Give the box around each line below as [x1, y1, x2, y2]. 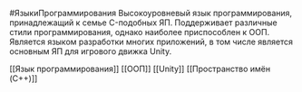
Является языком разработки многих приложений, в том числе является [9, 36, 293, 47]
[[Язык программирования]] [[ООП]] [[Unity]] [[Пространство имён [9, 63, 270, 74]
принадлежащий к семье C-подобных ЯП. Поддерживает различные [9, 17, 278, 28]
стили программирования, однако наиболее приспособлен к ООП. [9, 27, 270, 37]
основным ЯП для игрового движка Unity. [9, 46, 172, 57]
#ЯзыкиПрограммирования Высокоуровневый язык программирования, [9, 8, 293, 18]
